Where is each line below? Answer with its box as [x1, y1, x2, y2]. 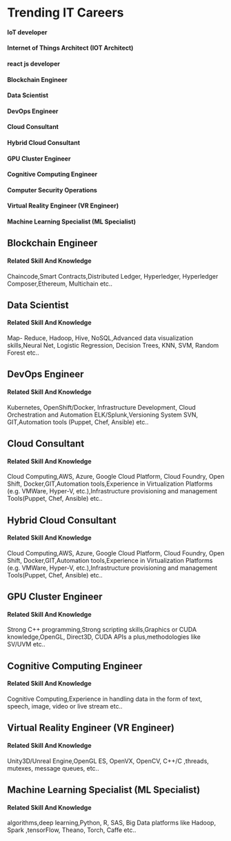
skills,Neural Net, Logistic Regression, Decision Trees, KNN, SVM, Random [7, 342, 219, 350]
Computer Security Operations [7, 186, 98, 194]
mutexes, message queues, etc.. [7, 764, 99, 772]
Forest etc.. [7, 348, 39, 357]
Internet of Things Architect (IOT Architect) [7, 43, 134, 52]
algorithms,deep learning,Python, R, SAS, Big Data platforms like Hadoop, [7, 819, 216, 827]
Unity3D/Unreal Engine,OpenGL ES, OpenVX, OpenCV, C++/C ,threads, [7, 757, 209, 765]
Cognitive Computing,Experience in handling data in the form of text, [7, 695, 203, 703]
